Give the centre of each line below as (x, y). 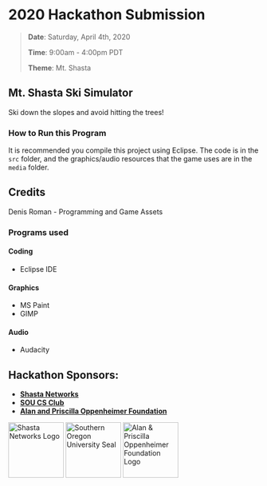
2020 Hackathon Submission (107, 15)
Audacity (35, 350)
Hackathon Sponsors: (64, 374)
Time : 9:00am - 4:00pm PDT (75, 52)
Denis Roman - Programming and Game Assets (86, 211)
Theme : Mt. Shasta (59, 68)
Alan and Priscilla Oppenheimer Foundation (93, 411)
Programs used (39, 232)
